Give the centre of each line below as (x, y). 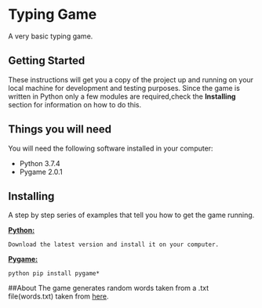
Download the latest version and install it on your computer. (114, 245)
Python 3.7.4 (40, 163)
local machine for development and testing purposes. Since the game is (124, 88)
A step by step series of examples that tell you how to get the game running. (131, 215)
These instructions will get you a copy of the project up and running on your (131, 79)
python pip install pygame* (54, 274)
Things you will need (60, 130)
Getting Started (47, 61)
